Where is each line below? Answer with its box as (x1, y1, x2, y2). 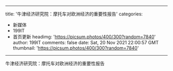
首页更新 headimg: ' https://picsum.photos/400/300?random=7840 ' (12, 34, 156, 40)
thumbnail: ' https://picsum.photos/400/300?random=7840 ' (12, 45, 139, 51)
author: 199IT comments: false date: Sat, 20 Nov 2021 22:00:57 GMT (12, 40, 159, 45)
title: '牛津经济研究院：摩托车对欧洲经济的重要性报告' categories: (5, 11, 143, 17)
